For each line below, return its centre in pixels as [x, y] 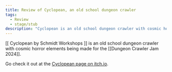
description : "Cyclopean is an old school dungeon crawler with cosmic [83, 29]
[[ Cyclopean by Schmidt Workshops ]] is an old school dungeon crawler [82, 43]
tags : [11, 15]
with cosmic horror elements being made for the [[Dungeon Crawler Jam [82, 49]
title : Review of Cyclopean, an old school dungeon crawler [71, 10]
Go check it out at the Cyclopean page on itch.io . [57, 64]
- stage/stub [24, 24]
